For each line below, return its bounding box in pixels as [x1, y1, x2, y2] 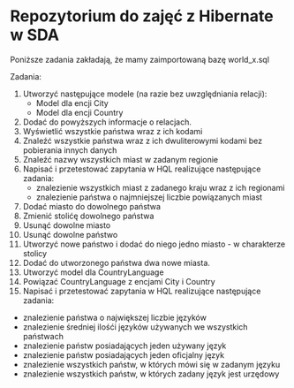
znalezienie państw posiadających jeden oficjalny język [22, 349, 224, 360]
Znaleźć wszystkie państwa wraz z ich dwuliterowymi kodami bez [22, 135, 263, 146]
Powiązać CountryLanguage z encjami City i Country [22, 276, 215, 286]
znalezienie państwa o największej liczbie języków [22, 312, 207, 323]
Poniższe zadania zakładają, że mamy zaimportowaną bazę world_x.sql [10, 54, 270, 65]
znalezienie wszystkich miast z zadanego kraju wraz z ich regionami [35, 182, 285, 193]
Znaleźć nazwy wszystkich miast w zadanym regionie [22, 154, 219, 164]
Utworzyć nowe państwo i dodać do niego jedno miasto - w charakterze [22, 239, 286, 249]
